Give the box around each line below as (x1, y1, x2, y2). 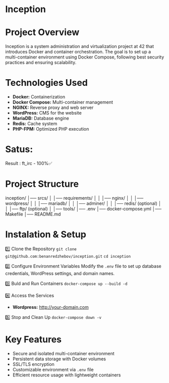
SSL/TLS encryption (12, 361, 54, 367)
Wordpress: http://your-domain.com (12, 304, 89, 310)
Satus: (5, 144, 33, 155)
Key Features (5, 334, 62, 345)
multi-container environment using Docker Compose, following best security (5, 54, 164, 60)
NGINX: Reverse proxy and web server (12, 104, 94, 111)
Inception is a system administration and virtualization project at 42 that (5, 43, 154, 49)
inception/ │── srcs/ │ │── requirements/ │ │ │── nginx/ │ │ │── (5, 195, 144, 201)
